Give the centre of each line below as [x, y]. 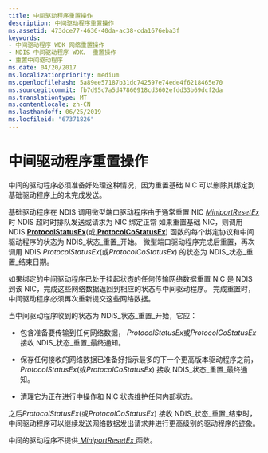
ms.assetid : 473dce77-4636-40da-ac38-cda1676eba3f [94, 30]
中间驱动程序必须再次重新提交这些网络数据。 [82, 298]
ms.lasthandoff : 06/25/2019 [55, 112]
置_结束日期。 [31, 262]
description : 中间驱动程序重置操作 [61, 23]
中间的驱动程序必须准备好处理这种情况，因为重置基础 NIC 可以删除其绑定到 [132, 185]
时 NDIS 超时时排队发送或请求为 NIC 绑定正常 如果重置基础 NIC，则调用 [126, 222]
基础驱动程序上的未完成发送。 [57, 195]
